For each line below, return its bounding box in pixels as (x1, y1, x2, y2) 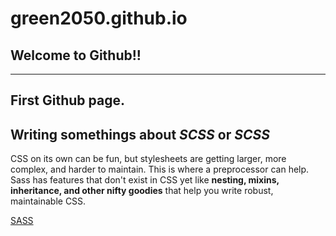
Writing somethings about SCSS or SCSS (10, 126, 270, 143)
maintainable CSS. (10, 195, 87, 207)
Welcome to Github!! (10, 47, 142, 64)
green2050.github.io (10, 7, 188, 30)
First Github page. (10, 92, 125, 109)
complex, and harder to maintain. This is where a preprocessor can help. (10, 163, 310, 176)
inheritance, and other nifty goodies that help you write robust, (10, 185, 274, 197)
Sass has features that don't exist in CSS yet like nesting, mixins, (10, 174, 280, 186)
